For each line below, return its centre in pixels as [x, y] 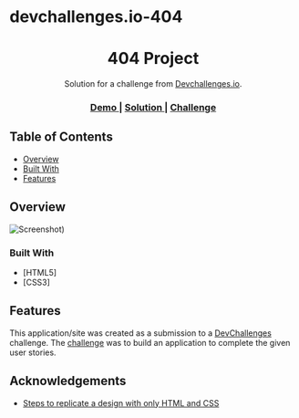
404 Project [153, 59]
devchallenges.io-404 [96, 17]
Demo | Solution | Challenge [153, 108]
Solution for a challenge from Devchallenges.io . [153, 84]
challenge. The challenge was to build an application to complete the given [150, 342]
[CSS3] [36, 282]
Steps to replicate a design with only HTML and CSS [121, 402]
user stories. [33, 352]
